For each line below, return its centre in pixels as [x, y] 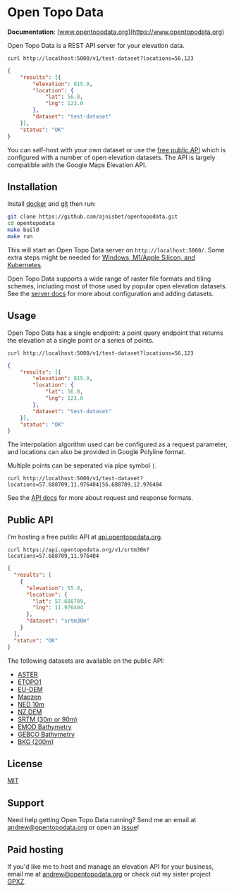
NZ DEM [30, 711]
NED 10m [31, 704]
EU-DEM [30, 689]
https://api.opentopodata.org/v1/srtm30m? [86, 550]
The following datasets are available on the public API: [86, 661]
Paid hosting [35, 849]
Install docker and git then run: [52, 204]
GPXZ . [17, 881]
